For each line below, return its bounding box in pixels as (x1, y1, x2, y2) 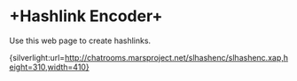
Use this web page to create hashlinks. (9, 35, 152, 46)
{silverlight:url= (9, 52, 66, 63)
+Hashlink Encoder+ (9, 6, 163, 26)
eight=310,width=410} (9, 62, 90, 72)
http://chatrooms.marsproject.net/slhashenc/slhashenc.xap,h (65, 52, 289, 63)
